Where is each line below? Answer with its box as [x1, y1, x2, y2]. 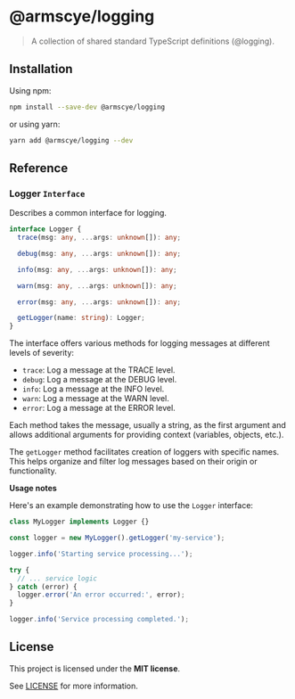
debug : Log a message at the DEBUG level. [21, 374, 177, 385]
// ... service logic [17, 573, 98, 583]
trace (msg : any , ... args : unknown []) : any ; [17, 234, 182, 243]
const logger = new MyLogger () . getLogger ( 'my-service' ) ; [9, 533, 225, 543]
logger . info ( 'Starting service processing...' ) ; [9, 549, 193, 558]
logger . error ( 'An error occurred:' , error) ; [17, 590, 185, 599]
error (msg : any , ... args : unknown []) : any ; [17, 297, 182, 307]
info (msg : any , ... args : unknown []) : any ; [17, 265, 177, 274]
